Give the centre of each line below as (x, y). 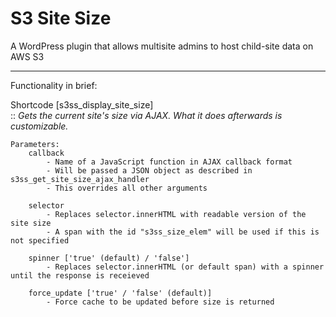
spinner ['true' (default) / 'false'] (109, 258)
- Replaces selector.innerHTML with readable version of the (176, 214)
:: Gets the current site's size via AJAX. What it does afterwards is (146, 115)
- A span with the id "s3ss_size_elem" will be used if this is (183, 232)
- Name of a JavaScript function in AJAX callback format (169, 162)
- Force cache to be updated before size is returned (160, 302)
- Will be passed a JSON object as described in (149, 170)
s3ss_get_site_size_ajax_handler (80, 179)
